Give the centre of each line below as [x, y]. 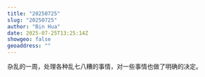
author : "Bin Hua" [34, 26]
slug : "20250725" [32, 20]
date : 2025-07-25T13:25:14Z [48, 33]
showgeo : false [29, 40]
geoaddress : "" [29, 46]
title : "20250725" [34, 14]
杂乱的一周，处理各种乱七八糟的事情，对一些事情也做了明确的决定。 [105, 66]
